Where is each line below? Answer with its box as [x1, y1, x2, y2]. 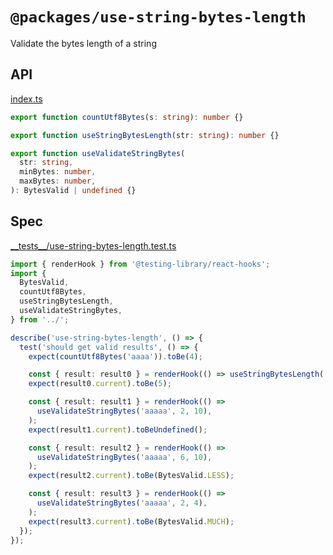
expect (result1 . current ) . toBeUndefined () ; [28, 424, 208, 435]
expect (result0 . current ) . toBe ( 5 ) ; [28, 379, 172, 389]
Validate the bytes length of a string [10, 37, 157, 49]
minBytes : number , [19, 167, 97, 177]
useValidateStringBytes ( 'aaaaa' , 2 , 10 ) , [36, 406, 213, 417]
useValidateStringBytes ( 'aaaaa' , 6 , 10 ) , [36, 452, 213, 462]
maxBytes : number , [19, 176, 97, 187]
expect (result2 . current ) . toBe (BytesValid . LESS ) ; [28, 471, 235, 481]
